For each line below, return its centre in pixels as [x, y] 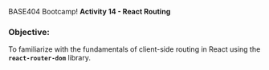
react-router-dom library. [49, 58]
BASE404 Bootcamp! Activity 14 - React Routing [90, 12]
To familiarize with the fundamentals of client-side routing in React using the [134, 49]
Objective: [29, 32]
